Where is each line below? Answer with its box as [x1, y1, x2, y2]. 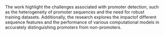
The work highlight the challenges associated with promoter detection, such [5, 4, 159, 10]
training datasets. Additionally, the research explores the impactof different [5, 14, 157, 20]
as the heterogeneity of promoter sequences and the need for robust [5, 9, 145, 15]
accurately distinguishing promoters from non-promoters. [5, 24, 122, 30]
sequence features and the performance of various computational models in [5, 19, 160, 25]
